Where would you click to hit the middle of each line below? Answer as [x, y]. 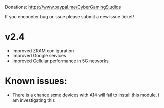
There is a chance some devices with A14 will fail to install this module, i [86, 95]
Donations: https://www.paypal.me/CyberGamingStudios [63, 7]
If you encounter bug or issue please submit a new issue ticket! [70, 17]
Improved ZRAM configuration [43, 50]
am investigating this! [34, 100]
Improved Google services [39, 55]
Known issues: [36, 81]
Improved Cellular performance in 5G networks [60, 61]
